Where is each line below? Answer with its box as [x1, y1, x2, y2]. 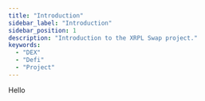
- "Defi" [15, 56, 45, 64]
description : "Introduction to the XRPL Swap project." [8, 33, 198, 42]
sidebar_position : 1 [8, 26, 77, 34]
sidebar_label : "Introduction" [8, 19, 112, 27]
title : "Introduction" [8, 11, 84, 20]
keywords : [8, 41, 41, 49]
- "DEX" [15, 49, 41, 56]
